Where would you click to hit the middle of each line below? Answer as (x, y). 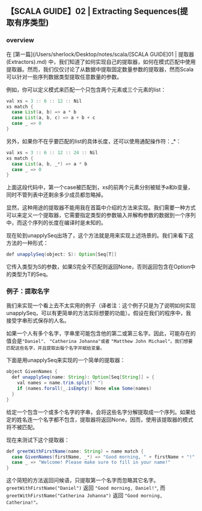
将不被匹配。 (22, 427)
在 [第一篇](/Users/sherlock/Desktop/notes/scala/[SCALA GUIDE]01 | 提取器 (100, 54)
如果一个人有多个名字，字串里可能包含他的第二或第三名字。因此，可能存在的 (101, 333)
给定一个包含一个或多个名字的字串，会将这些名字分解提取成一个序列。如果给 (101, 412)
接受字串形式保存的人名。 (38, 321)
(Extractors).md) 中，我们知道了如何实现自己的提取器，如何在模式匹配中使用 (101, 61)
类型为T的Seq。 (31, 274)
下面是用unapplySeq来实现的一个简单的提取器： (66, 360)
